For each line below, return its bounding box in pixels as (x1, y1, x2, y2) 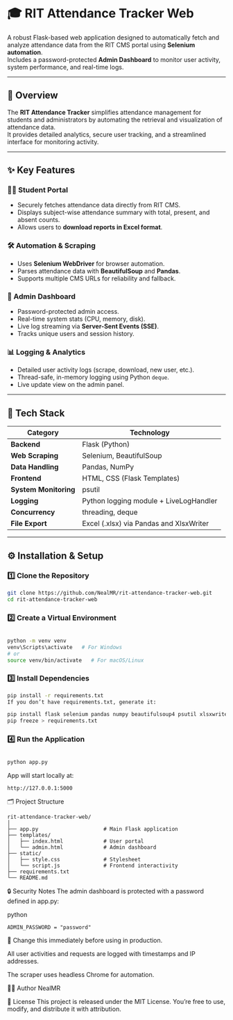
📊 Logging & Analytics (7, 347, 85, 357)
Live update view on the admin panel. (17, 381, 125, 389)
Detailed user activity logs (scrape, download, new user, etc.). (17, 366, 195, 374)
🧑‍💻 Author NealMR (7, 984, 61, 992)
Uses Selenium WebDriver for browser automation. (17, 259, 165, 268)
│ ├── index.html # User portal (7, 838, 144, 845)
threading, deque (82, 507, 138, 517)
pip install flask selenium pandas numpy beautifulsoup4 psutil (7, 711, 197, 718)
